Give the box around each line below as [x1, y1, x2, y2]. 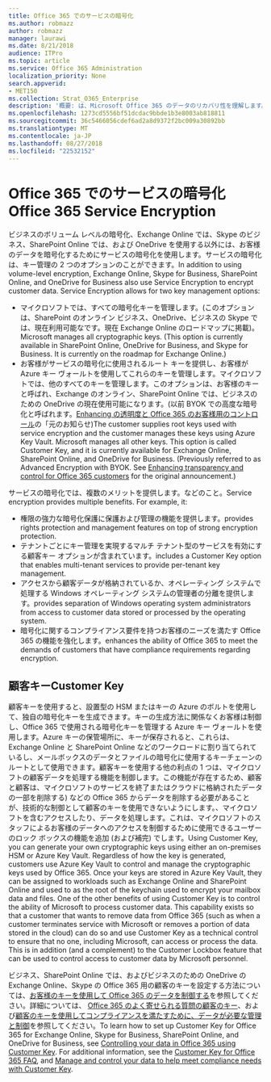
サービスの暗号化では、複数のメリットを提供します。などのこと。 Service [8, 488, 252, 497]
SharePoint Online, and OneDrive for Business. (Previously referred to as [19, 454, 261, 464]
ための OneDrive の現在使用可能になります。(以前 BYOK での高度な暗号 [19, 399, 258, 409]
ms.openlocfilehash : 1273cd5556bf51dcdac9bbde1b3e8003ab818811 [8, 110, 226, 118]
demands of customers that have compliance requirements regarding [19, 645, 251, 655]
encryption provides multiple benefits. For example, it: [8, 497, 188, 507]
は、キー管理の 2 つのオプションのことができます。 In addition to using [8, 260, 242, 270]
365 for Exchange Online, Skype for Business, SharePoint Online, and [8, 1030, 240, 1040]
